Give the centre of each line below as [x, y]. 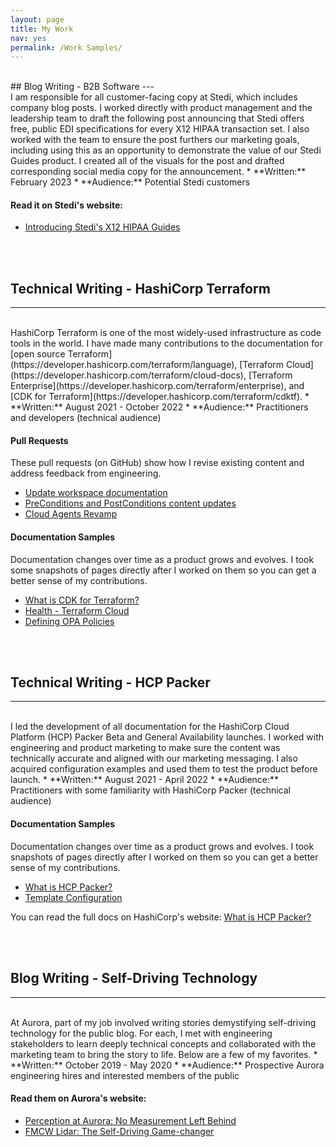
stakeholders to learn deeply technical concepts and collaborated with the [163, 1043]
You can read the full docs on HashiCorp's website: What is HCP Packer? [161, 917]
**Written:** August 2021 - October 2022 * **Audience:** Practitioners [159, 407]
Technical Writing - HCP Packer [110, 682]
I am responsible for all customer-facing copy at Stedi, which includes [154, 97]
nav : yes [28, 38]
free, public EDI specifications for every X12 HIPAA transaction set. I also [160, 129]
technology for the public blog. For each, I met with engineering [141, 1033]
